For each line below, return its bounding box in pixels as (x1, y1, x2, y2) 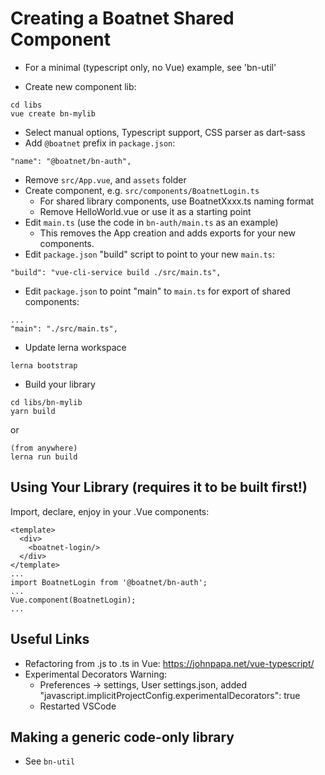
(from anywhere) (10, 443, 78, 453)
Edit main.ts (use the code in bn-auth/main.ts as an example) (24, 216, 279, 228)
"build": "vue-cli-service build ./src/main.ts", (10, 267, 222, 277)
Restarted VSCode (39, 700, 117, 712)
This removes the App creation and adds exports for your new (39, 227, 296, 239)
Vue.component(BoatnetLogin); (10, 595, 137, 605)
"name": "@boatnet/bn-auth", (10, 156, 132, 166)
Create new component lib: (24, 80, 137, 92)
